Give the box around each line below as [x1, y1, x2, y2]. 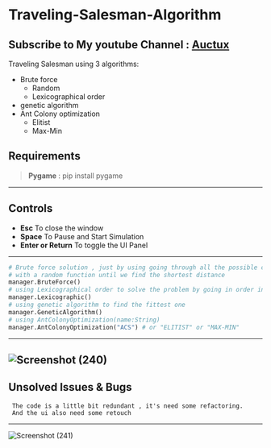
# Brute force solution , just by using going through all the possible [8, 263, 258, 272]
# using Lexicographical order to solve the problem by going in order [8, 286, 254, 294]
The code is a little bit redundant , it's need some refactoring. [11, 401, 244, 410]
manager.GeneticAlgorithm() [8, 308, 103, 316]
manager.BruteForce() [8, 278, 81, 287]
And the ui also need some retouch [11, 409, 131, 417]
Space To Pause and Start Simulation [19, 231, 144, 241]
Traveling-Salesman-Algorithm [8, 6, 222, 24]
